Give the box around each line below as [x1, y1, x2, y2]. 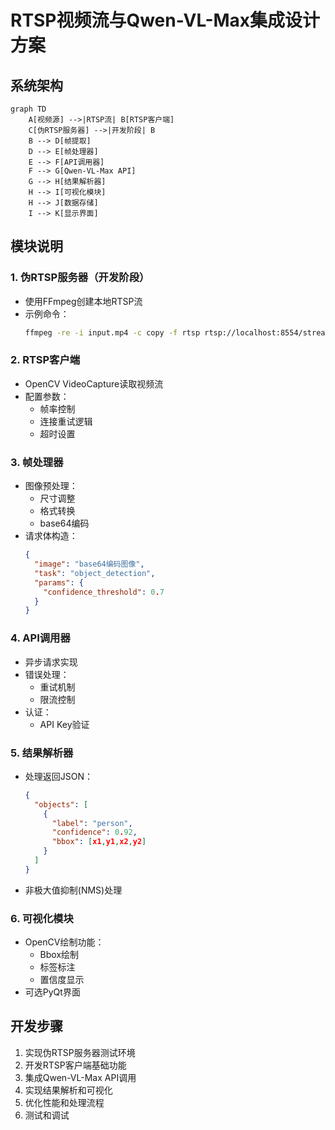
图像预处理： [24, 480, 78, 492]
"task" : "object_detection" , [34, 568, 156, 578]
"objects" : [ [34, 799, 89, 810]
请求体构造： [24, 530, 78, 542]
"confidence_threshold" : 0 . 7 [43, 587, 165, 597]
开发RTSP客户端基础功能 [24, 1059, 127, 1071]
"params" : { [34, 577, 84, 588]
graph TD [10, 104, 47, 114]
